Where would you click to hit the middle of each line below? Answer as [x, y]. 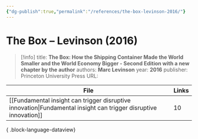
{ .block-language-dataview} [41, 130]
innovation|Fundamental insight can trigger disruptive [83, 108]
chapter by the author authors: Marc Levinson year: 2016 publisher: [104, 69]
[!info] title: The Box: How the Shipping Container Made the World [102, 57]
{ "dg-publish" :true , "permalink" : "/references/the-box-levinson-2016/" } [96, 11]
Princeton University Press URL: [59, 76]
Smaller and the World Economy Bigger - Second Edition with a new [105, 63]
